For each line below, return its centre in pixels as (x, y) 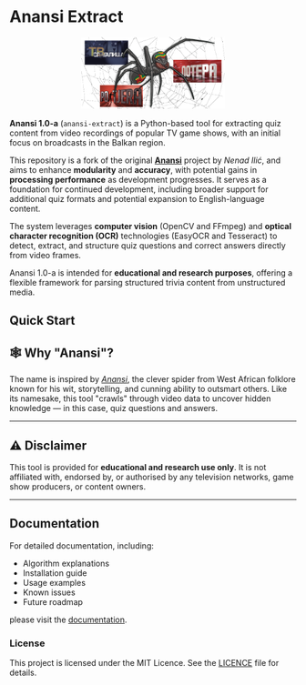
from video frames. (46, 255)
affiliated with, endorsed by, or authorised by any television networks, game (152, 477)
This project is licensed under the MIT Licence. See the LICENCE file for (144, 663)
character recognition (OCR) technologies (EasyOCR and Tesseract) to (143, 236)
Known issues (49, 592)
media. (22, 292)
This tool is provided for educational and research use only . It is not (138, 467)
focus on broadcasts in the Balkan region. (87, 142)
